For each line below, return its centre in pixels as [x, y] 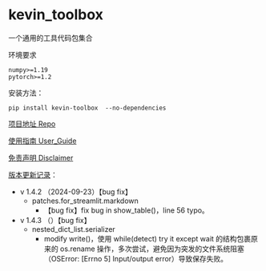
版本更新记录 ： [33, 174]
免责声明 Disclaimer [41, 157]
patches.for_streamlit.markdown [85, 201]
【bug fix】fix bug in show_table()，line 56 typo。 [127, 210]
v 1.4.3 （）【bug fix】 [55, 220]
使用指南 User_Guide [42, 141]
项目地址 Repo [32, 124]
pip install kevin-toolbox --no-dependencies [87, 108]
